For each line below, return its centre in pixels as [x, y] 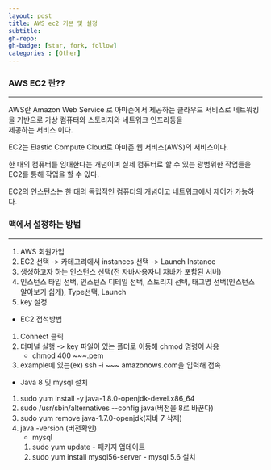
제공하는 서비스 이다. [41, 130]
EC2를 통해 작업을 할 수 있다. [54, 174]
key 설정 [33, 302]
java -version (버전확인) [58, 428]
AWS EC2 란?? [37, 83]
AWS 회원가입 [42, 251]
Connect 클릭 [42, 336]
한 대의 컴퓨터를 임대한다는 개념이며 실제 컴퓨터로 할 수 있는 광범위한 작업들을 [130, 164]
